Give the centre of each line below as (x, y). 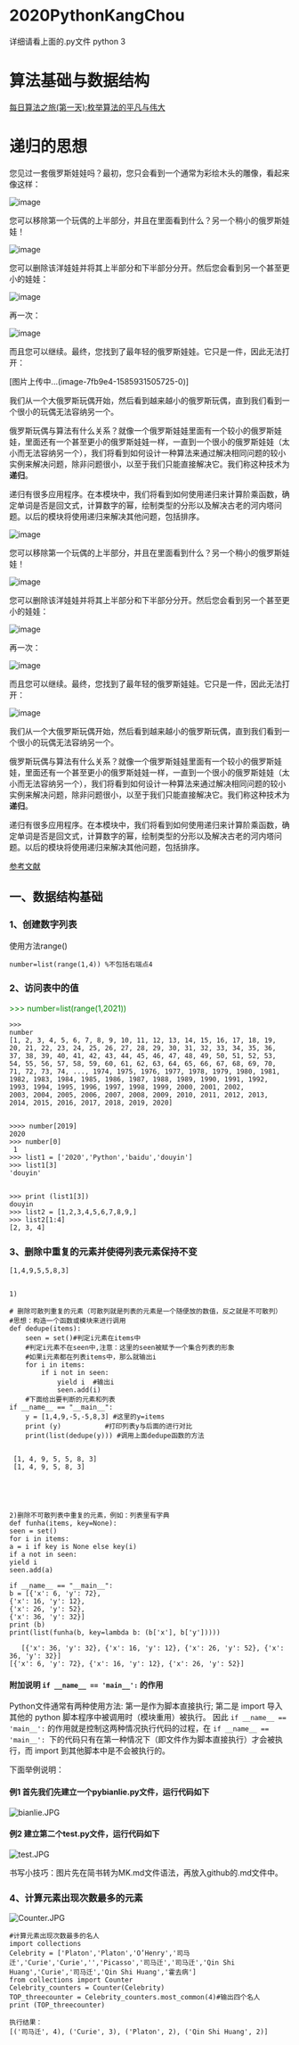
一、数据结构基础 (56, 897)
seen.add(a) (31, 1570)
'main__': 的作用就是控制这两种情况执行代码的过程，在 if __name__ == (139, 1728)
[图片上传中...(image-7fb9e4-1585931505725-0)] (99, 381)
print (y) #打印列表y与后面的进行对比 (109, 1427)
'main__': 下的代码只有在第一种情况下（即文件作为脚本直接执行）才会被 (142, 1740)
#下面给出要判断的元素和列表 (70, 1400)
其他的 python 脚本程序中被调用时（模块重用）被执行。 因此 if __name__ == (148, 1718)
